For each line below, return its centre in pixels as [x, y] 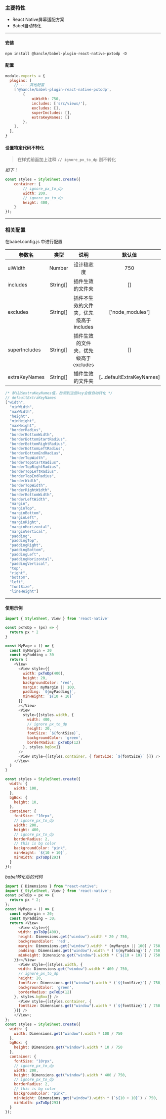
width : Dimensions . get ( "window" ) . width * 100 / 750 [68, 1034]
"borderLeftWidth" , [30, 499]
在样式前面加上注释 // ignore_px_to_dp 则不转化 [66, 160]
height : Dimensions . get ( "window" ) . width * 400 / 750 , [70, 1075]
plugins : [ [21, 80]
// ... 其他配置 [29, 85]
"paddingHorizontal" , [32, 559]
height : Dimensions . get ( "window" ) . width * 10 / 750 [68, 1047]
